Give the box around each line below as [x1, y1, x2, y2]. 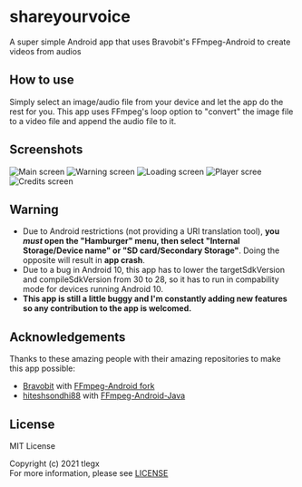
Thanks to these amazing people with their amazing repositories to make [9, 354, 281, 365]
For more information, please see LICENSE [9, 468, 169, 478]
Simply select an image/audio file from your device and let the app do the [9, 96, 284, 107]
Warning [9, 201, 59, 217]
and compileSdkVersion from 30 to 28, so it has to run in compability [22, 274, 279, 285]
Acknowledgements [9, 329, 126, 345]
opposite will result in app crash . [22, 255, 145, 266]
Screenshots [9, 142, 83, 158]
